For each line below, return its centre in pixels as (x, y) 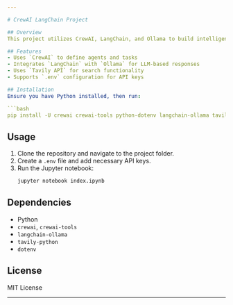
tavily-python (37, 242)
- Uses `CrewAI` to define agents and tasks (72, 58)
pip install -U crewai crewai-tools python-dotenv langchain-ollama (108, 115)
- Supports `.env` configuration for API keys (76, 77)
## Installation (31, 90)
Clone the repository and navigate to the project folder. (96, 154)
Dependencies (39, 203)
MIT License (25, 287)
